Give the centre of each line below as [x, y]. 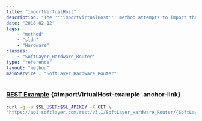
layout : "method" [28, 68]
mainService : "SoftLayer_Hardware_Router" [62, 73]
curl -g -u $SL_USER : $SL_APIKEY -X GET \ [59, 107]
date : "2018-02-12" [31, 23]
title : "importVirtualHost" [41, 12]
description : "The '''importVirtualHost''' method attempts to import [96, 17]
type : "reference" [29, 62]
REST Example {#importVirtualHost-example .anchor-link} [94, 95]
